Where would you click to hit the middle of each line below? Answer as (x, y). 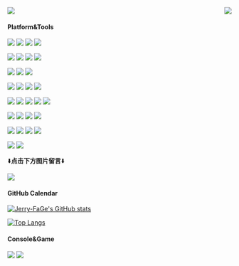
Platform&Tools (31, 27)
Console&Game (31, 239)
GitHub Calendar (33, 193)
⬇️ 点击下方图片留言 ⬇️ (36, 161)
